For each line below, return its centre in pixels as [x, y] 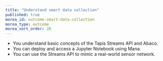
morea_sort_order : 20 [28, 29]
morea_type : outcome [27, 24]
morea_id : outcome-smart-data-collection [50, 19]
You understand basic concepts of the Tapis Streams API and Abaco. [85, 43]
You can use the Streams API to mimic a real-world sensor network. [84, 54]
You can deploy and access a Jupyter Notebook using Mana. [77, 49]
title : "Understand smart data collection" [52, 10]
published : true [22, 15]
